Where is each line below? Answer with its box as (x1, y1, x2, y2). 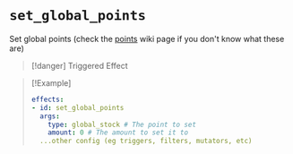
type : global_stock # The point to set (47, 120, 197, 129)
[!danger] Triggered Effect (30, 60, 128, 71)
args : (39, 111, 60, 121)
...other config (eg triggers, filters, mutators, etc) (39, 137, 253, 146)
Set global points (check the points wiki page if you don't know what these (9, 33, 285, 44)
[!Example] (30, 77, 72, 88)
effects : (30, 95, 65, 104)
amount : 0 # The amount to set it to (47, 128, 189, 137)
